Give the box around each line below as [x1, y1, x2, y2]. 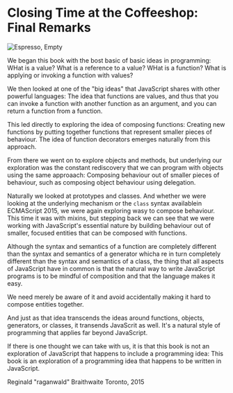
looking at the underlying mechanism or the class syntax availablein [7, 199, 202, 207]
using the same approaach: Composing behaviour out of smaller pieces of [7, 171, 220, 179]
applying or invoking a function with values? [7, 71, 134, 79]
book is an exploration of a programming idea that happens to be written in [7, 357, 222, 365]
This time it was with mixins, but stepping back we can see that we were [7, 214, 215, 222]
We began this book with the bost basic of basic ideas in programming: [7, 56, 211, 64]
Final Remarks [7, 20, 92, 36]
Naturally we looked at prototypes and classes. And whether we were [7, 192, 207, 200]
